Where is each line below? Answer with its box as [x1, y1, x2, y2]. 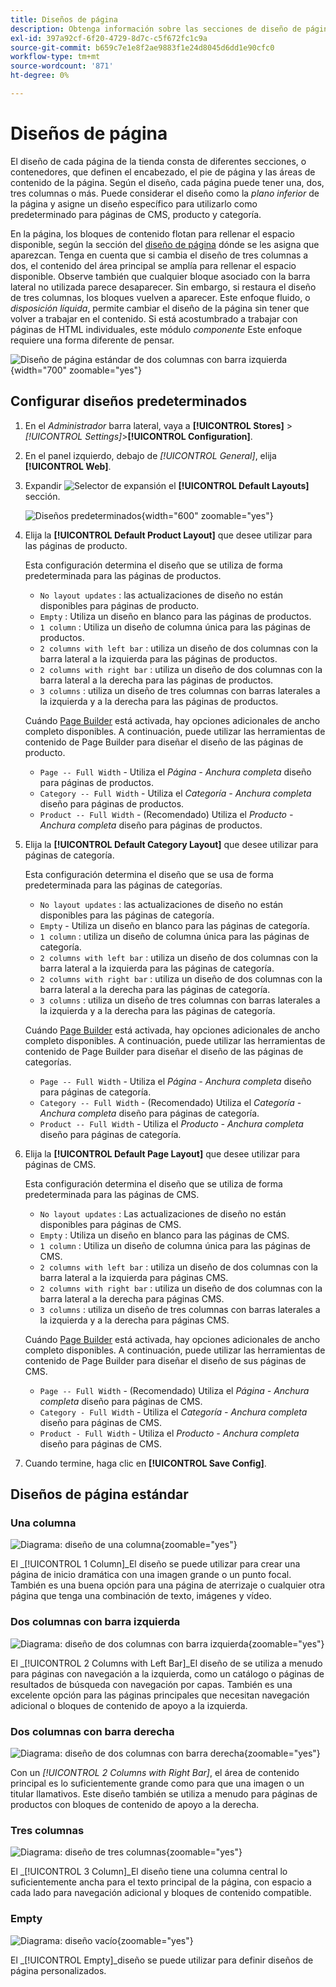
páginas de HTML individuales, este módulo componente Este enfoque [10, 323, 303, 335]
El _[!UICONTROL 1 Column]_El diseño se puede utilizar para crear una [10, 1558, 301, 1570]
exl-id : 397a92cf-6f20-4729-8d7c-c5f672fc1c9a [10, 33, 208, 43]
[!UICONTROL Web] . [24, 460, 112, 472]
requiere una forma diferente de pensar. [10, 334, 175, 346]
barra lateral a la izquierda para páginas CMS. [39, 1271, 229, 1283]
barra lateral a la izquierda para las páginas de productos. [39, 652, 278, 665]
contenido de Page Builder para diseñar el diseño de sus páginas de [24, 1354, 307, 1366]
